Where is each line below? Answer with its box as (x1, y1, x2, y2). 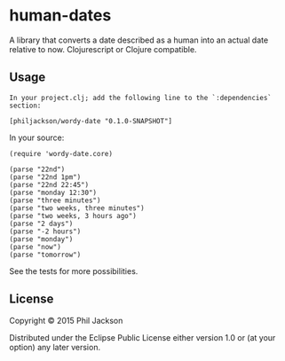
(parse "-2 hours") (9, 227, 82, 236)
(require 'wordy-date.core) (9, 149, 114, 158)
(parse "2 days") (9, 219, 74, 228)
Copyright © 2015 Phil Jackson (9, 315, 123, 326)
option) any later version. (9, 341, 100, 352)
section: (9, 101, 42, 110)
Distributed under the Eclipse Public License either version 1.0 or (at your (9, 332, 276, 342)
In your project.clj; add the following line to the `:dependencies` (9, 93, 273, 102)
